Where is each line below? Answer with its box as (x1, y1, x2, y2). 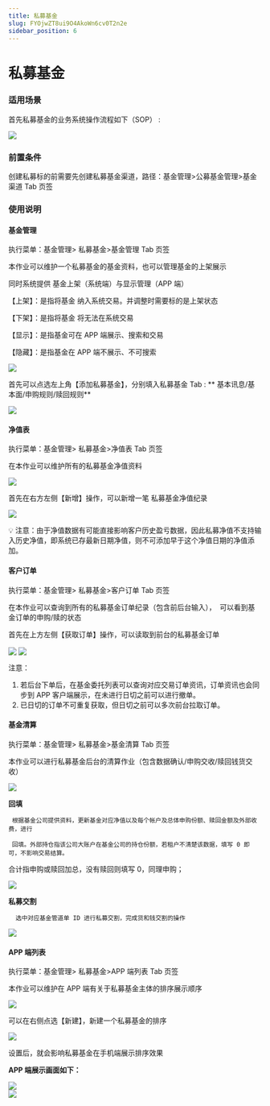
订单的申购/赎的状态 (14, 612, 82, 622)
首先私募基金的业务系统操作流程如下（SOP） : (8, 114, 161, 124)
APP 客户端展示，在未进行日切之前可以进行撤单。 (35, 690, 201, 699)
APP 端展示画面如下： (8, 1065, 81, 1075)
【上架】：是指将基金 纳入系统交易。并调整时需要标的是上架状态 (8, 296, 219, 306)
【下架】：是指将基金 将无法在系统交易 (8, 313, 134, 323)
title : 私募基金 (8, 11, 58, 20)
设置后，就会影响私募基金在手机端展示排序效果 (8, 1048, 163, 1058)
